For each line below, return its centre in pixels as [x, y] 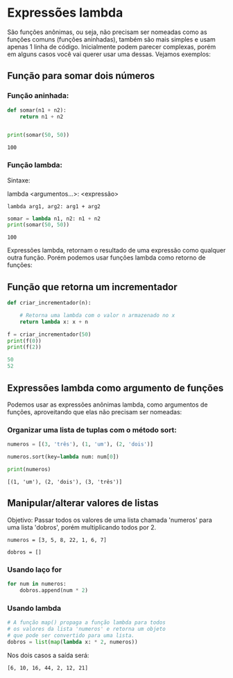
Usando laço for [35, 569]
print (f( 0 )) [24, 341]
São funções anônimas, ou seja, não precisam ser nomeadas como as [107, 32]
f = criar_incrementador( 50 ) [49, 334]
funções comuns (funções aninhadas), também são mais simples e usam [112, 39]
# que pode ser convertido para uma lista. [71, 635]
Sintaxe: [19, 180]
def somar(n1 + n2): [37, 110]
